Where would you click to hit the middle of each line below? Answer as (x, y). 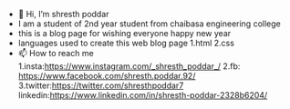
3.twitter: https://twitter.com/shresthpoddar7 (101, 85)
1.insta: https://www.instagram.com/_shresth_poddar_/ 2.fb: (129, 66)
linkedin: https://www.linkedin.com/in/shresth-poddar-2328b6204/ (143, 95)
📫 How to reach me (56, 53)
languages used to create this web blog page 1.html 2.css (126, 43)
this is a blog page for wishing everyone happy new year (124, 33)
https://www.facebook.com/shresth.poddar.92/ (107, 76)
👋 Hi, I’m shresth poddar (63, 14)
